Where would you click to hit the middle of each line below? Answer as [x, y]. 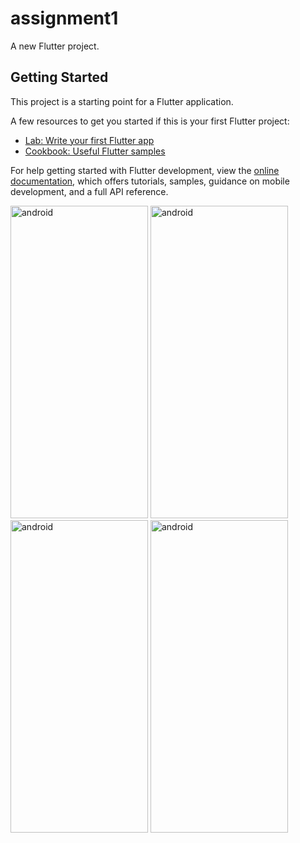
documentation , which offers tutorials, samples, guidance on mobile [150, 181]
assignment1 [64, 18]
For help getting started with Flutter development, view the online [145, 170]
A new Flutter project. [55, 46]
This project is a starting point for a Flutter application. [122, 101]
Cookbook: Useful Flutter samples [95, 151]
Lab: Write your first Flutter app [89, 140]
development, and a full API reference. [89, 191]
